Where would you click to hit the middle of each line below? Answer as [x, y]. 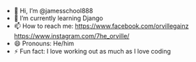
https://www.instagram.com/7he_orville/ [71, 36]
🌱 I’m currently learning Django [58, 18]
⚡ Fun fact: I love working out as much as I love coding [92, 51]
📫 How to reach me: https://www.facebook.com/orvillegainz [101, 26]
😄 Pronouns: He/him [44, 43]
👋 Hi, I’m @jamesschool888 [53, 11]
